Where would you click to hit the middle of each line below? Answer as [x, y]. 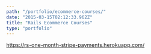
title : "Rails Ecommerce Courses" [50, 23]
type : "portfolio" [29, 28]
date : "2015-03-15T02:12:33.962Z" [50, 17]
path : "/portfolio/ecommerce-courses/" [56, 12]
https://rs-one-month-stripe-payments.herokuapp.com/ [75, 45]
